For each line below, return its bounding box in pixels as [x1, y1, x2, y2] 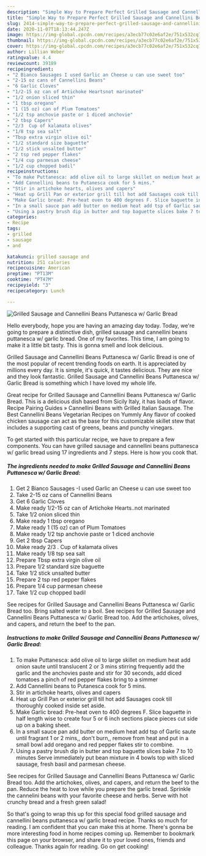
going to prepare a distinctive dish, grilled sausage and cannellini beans [7, 328, 188, 336]
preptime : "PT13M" [7, 271, 54, 277]
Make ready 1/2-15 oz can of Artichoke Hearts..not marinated [15, 504, 170, 512]
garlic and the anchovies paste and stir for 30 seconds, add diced [15, 669, 182, 676]
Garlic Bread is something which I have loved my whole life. [7, 379, 157, 387]
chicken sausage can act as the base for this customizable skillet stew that [7, 417, 195, 425]
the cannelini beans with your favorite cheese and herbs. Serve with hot [7, 792, 188, 799]
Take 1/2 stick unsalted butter [15, 569, 90, 577]
